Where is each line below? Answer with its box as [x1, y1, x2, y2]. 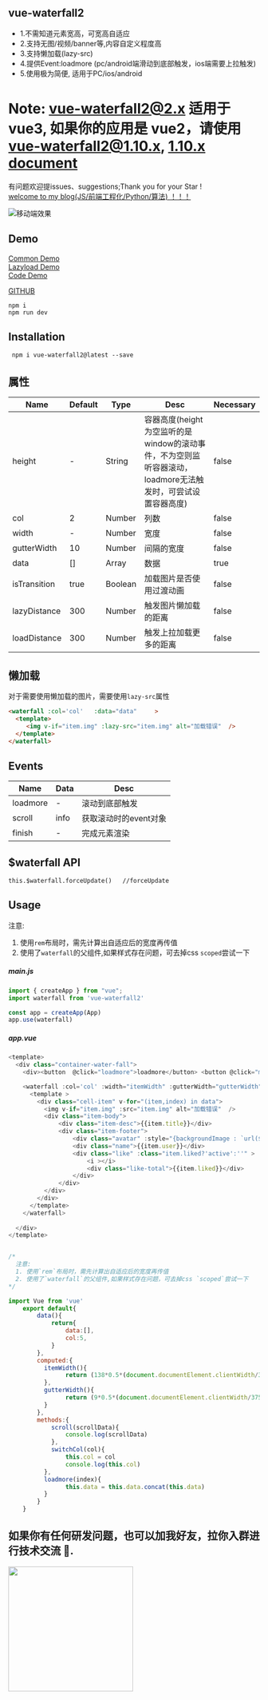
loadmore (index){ [43, 1475, 102, 1483]
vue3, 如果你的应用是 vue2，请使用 [8, 120, 242, 138]
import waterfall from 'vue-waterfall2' [8, 994, 145, 1002]
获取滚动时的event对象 [81, 813, 167, 824]
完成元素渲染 [81, 828, 130, 839]
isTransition [12, 579, 56, 590]
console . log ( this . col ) [65, 1460, 141, 1468]
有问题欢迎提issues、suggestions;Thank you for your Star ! [8, 182, 203, 191]
